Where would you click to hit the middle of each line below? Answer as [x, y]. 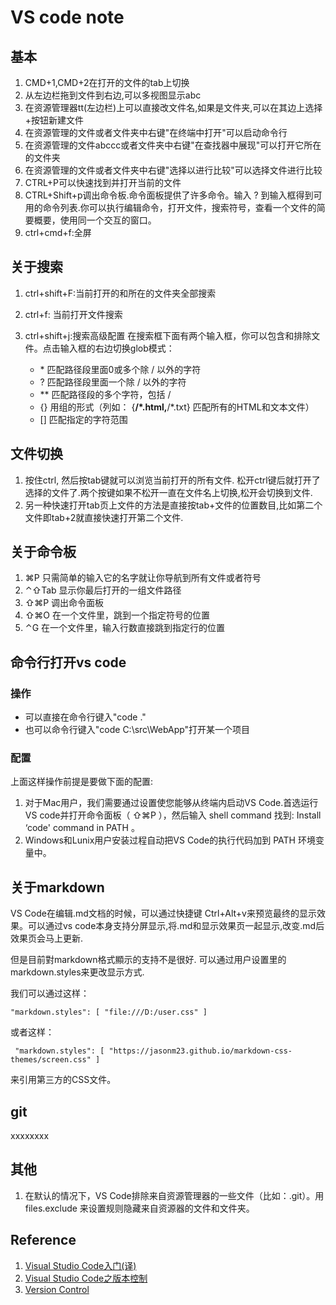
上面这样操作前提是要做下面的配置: [82, 782]
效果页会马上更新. [47, 938]
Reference [43, 1240]
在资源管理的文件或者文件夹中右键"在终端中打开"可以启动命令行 [156, 132]
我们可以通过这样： [50, 993]
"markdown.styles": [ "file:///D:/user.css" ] [109, 1012]
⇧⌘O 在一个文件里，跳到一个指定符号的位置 [117, 615]
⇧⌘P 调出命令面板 [64, 603]
